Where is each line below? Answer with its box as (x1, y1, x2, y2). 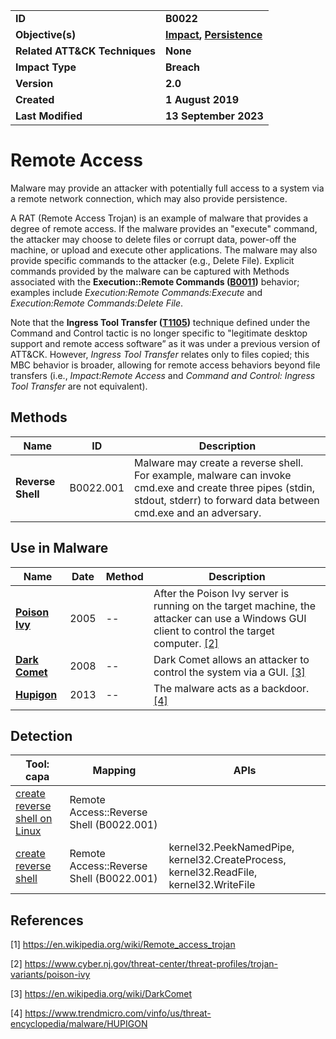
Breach (165, 60, 201, 74)
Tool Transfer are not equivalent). (10, 380, 148, 392)
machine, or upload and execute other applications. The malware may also (10, 244, 318, 256)
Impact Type (15, 60, 77, 74)
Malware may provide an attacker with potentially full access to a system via (10, 182, 325, 194)
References (10, 912, 84, 929)
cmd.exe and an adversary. (134, 505, 262, 519)
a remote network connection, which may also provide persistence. (10, 192, 288, 204)
